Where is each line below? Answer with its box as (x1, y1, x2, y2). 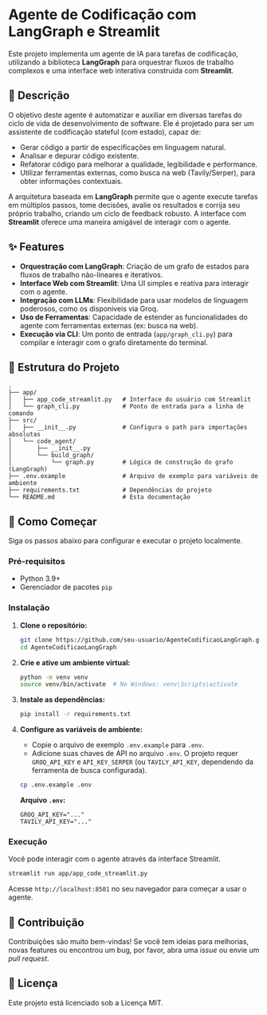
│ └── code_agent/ (8, 437, 77, 445)
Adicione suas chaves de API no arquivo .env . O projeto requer (31, 749, 238, 758)
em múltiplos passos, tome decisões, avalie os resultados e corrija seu (8, 200, 241, 210)
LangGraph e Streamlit (8, 22, 161, 41)
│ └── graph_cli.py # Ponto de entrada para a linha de (8, 402, 245, 411)
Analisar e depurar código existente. (19, 151, 139, 160)
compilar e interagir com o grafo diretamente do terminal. (19, 337, 209, 347)
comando (8, 410, 34, 417)
